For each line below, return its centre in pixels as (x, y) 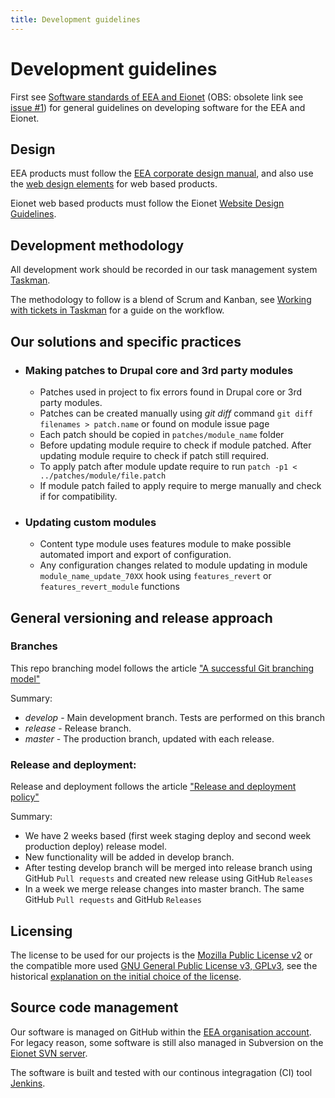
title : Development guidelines (75, 19)
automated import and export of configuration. (135, 555)
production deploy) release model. (96, 847)
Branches (34, 646)
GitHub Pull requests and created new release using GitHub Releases (168, 878)
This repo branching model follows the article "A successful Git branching (162, 668)
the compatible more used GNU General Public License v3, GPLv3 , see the (164, 965)
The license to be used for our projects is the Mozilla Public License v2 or (161, 955)
